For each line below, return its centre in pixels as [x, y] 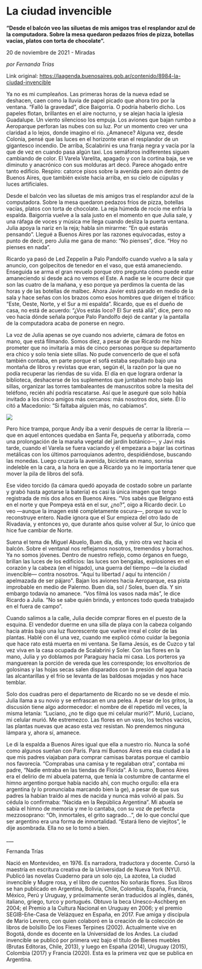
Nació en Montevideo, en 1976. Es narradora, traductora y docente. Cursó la [101, 863]
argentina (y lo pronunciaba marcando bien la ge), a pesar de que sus [93, 789]
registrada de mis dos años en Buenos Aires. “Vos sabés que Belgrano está [100, 498]
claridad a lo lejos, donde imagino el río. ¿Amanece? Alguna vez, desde [95, 132]
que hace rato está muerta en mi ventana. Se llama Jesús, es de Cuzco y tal [100, 644]
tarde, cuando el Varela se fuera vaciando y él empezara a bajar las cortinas [101, 448]
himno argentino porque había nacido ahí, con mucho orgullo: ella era [93, 783]
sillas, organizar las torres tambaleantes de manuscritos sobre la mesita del [100, 386]
